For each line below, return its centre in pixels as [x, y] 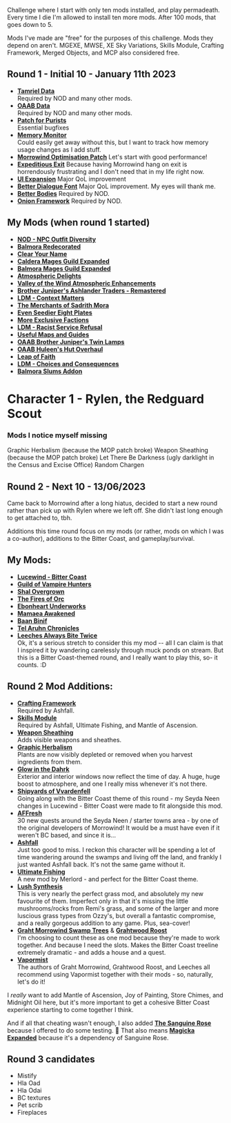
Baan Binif [32, 621]
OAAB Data [33, 106]
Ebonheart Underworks [51, 606]
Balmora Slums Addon [50, 371]
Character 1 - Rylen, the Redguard [106, 399]
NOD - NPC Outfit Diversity [57, 239]
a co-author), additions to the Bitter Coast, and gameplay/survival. [101, 538]
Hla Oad [29, 1083]
